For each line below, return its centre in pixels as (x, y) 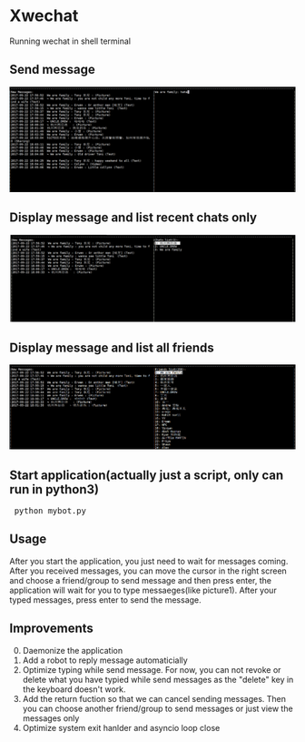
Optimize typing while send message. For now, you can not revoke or (152, 669)
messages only (51, 718)
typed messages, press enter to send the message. (105, 600)
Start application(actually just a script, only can (147, 475)
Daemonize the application (73, 650)
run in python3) (54, 489)
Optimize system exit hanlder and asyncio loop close (121, 727)
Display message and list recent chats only (133, 218)
